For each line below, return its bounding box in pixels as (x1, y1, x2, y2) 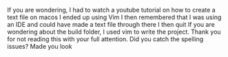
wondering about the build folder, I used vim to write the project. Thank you (7, 27, 222, 36)
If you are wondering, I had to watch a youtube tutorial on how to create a (7, 6, 216, 14)
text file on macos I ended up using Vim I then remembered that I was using (7, 13, 222, 21)
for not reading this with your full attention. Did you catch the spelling (7, 35, 204, 43)
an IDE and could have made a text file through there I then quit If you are (7, 21, 215, 28)
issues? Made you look (7, 43, 72, 50)
